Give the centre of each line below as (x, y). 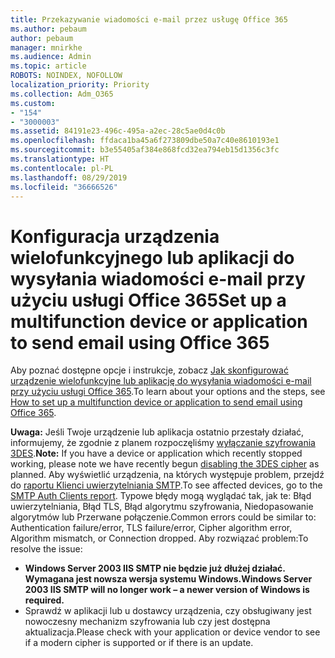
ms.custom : (33, 103)
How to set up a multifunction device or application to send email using (156, 402)
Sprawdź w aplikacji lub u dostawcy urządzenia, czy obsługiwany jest (168, 611)
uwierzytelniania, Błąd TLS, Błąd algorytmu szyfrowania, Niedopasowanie (162, 507)
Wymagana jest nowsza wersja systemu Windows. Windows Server (168, 579)
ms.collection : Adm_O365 (62, 94)
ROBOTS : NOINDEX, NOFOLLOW (66, 76)
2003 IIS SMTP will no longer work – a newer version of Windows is (167, 590)
